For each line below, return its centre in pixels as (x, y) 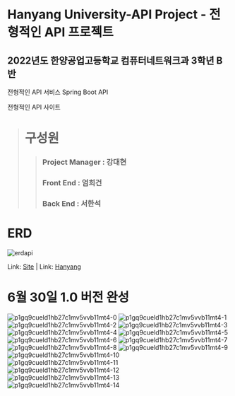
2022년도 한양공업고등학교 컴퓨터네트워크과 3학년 (111, 60)
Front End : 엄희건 (72, 183)
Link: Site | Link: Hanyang (44, 267)
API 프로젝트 (79, 32)
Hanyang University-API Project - (107, 14)
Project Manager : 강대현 (84, 162)
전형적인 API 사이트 (34, 107)
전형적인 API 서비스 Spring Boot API (58, 92)
